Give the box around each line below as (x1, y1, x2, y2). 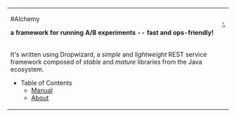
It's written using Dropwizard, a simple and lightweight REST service (10, 50, 207, 58)
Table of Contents (20, 78, 72, 87)
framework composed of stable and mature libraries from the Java (10, 57, 202, 66)
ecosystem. (10, 65, 44, 74)
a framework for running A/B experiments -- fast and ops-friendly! (10, 28, 214, 36)
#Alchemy (10, 15, 40, 23)
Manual (31, 86, 53, 95)
